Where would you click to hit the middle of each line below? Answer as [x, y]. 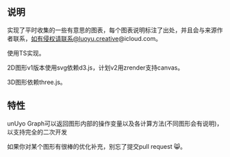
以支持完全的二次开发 [37, 132]
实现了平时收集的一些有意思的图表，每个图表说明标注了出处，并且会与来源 [112, 30]
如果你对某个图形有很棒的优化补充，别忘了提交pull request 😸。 [97, 146]
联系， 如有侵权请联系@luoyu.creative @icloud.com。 [87, 38]
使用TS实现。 [26, 53]
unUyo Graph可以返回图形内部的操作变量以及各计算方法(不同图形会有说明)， [115, 123]
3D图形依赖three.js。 [37, 82]
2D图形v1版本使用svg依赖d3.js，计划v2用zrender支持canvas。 [95, 68]
